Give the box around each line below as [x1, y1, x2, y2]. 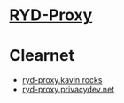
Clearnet [9, 46, 75, 66]
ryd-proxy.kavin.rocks [21, 75, 103, 85]
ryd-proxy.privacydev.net [21, 85, 115, 95]
